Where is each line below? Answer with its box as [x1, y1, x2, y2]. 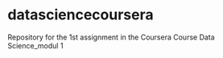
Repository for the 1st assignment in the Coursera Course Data [7, 32, 215, 42]
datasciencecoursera [7, 6, 154, 24]
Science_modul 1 [7, 40, 64, 50]
